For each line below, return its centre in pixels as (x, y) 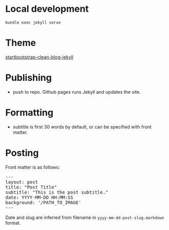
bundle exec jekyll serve (33, 23)
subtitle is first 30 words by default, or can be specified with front (82, 127)
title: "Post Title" (31, 187)
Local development (47, 9)
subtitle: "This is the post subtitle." (57, 192)
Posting (22, 153)
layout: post (22, 182)
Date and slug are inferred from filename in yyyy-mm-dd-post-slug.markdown (85, 217)
